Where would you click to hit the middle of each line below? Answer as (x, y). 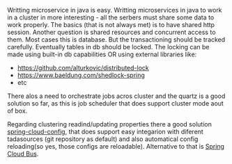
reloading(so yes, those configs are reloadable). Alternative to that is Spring (116, 146)
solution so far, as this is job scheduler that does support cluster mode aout (116, 103)
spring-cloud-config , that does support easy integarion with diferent (105, 132)
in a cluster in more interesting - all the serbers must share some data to (111, 17)
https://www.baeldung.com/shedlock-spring (81, 75)
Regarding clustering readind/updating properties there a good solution (110, 124)
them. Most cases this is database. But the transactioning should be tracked (116, 40)
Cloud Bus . (23, 154)
